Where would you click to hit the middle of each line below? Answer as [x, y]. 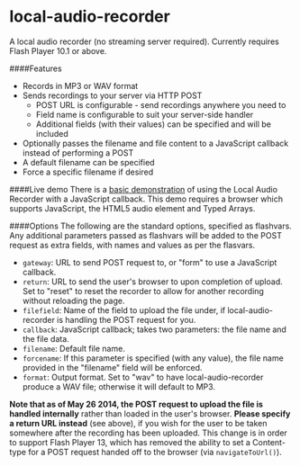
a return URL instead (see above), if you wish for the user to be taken [138, 423]
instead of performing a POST [78, 152]
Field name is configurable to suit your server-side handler [145, 114]
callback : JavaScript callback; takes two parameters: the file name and [154, 329]
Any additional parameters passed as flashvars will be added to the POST [145, 235]
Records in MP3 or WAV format [80, 85]
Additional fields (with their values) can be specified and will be [154, 124]
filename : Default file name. [74, 348]
